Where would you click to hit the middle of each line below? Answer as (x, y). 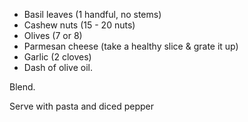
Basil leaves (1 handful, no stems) (92, 14)
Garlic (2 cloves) (57, 57)
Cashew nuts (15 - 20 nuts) (79, 25)
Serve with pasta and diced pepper (81, 106)
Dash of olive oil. (58, 67)
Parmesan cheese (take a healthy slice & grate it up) (131, 46)
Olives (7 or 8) (53, 35)
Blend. (22, 87)
